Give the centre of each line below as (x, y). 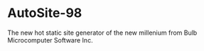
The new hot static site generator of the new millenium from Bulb (102, 33)
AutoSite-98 (45, 13)
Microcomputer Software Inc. (50, 40)
